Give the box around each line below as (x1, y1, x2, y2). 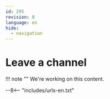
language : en (5, 19, 38, 25)
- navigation (11, 31, 43, 37)
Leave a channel (5, 56, 87, 70)
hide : (5, 25, 19, 31)
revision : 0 (5, 14, 35, 20)
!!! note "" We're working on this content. (5, 75, 104, 82)
